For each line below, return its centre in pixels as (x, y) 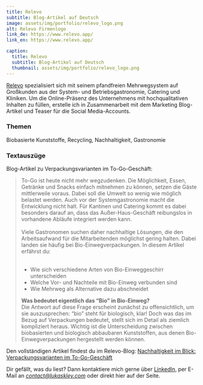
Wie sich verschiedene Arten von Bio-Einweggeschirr (97, 270)
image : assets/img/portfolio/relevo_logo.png (65, 23)
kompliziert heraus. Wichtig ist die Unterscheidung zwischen (97, 326)
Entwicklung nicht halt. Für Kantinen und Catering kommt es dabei (104, 206)
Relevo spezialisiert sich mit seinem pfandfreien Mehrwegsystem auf (92, 85)
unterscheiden (48, 276)
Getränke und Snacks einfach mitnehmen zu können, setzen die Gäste (109, 187)
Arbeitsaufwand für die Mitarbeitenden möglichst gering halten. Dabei (108, 239)
